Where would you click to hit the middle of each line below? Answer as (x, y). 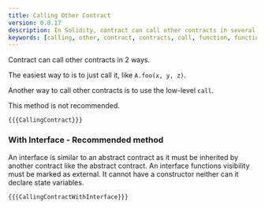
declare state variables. (46, 182)
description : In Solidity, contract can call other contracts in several (132, 30)
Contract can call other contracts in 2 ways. (79, 60)
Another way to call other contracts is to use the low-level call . (111, 91)
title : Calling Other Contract (60, 15)
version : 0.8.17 (35, 23)
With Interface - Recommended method (86, 140)
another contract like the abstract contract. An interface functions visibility (129, 166)
